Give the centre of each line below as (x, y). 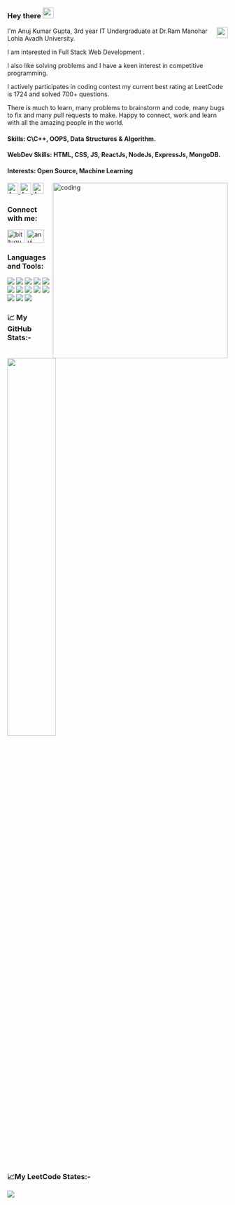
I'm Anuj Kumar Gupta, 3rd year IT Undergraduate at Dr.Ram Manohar (107, 31)
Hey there (24, 15)
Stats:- (19, 338)
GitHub (20, 329)
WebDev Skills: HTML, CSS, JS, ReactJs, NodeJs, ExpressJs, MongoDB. (114, 155)
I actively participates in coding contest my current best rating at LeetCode (115, 87)
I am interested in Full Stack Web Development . (76, 52)
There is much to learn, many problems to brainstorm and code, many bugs (116, 108)
